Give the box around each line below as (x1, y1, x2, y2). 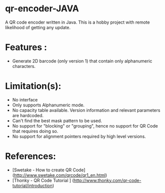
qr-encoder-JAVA (5, 3, 79, 14)
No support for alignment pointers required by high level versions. (12, 133, 146, 139)
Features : (5, 42, 47, 53)
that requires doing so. (12, 128, 58, 134)
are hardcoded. (12, 112, 44, 118)
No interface (12, 96, 38, 102)
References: (5, 151, 56, 161)
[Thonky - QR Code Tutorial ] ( (12, 177, 74, 183)
